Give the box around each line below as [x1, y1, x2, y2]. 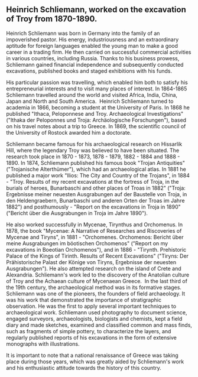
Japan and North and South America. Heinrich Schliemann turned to [6, 97, 174, 105]
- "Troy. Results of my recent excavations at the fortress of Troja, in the [6, 178, 179, 185]
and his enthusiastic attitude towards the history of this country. [6, 364, 161, 371]
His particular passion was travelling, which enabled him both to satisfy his [6, 79, 188, 86]
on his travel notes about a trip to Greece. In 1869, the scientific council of [6, 122, 186, 129]
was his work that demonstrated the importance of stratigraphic [6, 296, 161, 303]
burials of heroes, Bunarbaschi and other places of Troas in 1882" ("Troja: [6, 184, 186, 191]
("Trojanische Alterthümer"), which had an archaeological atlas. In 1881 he [6, 165, 186, 173]
